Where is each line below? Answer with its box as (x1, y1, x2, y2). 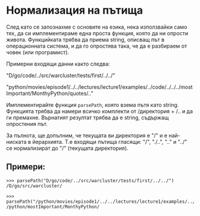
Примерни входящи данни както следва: (6, 60, 110, 67)
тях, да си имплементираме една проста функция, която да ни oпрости (6, 29, 189, 36)
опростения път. (6, 120, 48, 127)
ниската (6, 138, 27, 145)
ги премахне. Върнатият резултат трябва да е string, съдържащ (6, 114, 169, 121)
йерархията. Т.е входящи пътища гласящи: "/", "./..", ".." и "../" (32, 138, 187, 145)
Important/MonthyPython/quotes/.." (6, 90, 93, 97)
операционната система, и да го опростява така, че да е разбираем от (6, 42, 187, 50)
